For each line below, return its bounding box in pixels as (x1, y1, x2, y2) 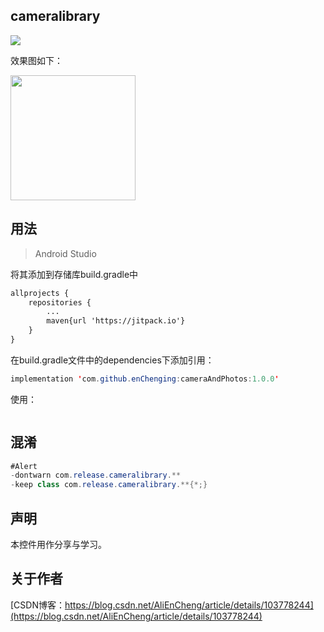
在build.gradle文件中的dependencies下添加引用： (10, 354, 215, 366)
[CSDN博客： (10, 599, 65, 611)
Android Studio (34, 247, 97, 259)
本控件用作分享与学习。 (10, 539, 107, 550)
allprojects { (10, 288, 70, 298)
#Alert (10, 461, 38, 471)
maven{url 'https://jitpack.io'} (46, 316, 186, 326)
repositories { (28, 297, 92, 308)
